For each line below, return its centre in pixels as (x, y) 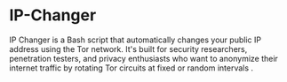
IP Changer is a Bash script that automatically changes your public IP (136, 40)
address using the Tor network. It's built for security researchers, (128, 48)
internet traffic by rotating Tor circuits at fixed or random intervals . (132, 68)
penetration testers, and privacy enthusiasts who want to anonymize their (143, 58)
